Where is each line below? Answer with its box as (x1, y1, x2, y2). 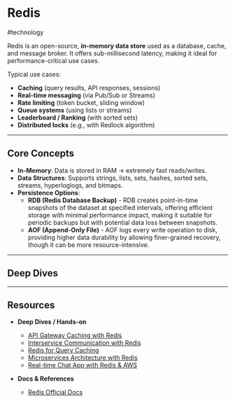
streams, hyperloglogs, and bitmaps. (17, 181, 124, 190)
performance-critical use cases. (7, 56, 100, 64)
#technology (7, 28, 44, 36)
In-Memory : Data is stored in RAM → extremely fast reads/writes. (17, 166, 207, 174)
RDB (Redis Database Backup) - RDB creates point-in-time (27, 196, 198, 204)
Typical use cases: (7, 70, 62, 78)
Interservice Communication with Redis (27, 339, 141, 347)
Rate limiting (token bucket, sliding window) (17, 98, 145, 106)
